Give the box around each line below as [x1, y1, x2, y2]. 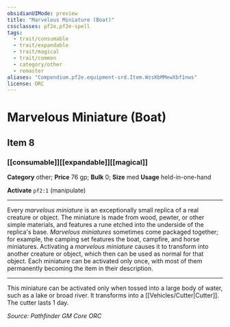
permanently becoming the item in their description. [7, 265, 154, 273]
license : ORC [7, 80, 44, 87]
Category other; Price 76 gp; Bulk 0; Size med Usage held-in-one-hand [7, 173, 212, 182]
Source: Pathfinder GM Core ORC [7, 312, 102, 320]
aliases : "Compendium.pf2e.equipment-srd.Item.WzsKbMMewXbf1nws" [7, 73, 197, 81]
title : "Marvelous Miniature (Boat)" [7, 16, 115, 23]
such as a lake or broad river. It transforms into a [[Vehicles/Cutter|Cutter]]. [7, 291, 219, 300]
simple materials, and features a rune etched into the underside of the [7, 221, 204, 229]
